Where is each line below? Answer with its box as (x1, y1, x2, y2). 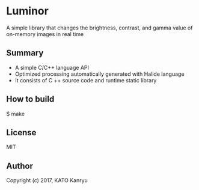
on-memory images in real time (6, 30, 84, 37)
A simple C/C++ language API (14, 64, 89, 71)
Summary (6, 48, 44, 58)
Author (6, 161, 33, 171)
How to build (6, 94, 55, 105)
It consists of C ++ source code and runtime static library (14, 76, 157, 84)
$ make (6, 110, 25, 117)
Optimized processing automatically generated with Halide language (14, 70, 185, 78)
